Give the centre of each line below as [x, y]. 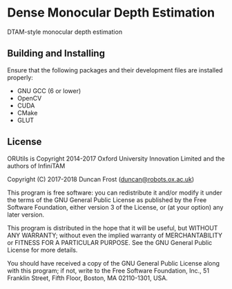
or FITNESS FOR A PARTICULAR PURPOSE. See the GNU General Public [110, 242]
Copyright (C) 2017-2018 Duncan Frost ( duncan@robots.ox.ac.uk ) [101, 179]
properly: [20, 77]
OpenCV [29, 98]
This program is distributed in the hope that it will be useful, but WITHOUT [113, 228]
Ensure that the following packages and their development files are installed [115, 70]
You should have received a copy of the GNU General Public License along [113, 263]
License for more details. [42, 250]
